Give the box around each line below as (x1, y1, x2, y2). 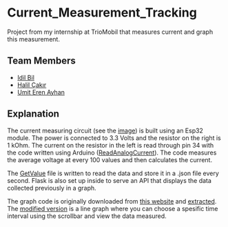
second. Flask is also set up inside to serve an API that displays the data (7, 176, 212, 184)
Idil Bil (17, 73, 34, 81)
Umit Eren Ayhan (17, 88, 65, 96)
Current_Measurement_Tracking (7, 5, 198, 21)
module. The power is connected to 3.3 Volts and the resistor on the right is (7, 133, 222, 142)
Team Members (7, 55, 76, 67)
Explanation (7, 108, 60, 120)
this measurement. (7, 34, 61, 43)
